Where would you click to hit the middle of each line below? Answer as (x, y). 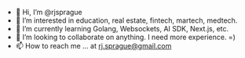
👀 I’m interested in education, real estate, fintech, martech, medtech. (126, 20)
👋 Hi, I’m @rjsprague (49, 12)
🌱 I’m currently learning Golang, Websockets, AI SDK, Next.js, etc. (122, 29)
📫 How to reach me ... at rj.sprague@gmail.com (93, 46)
